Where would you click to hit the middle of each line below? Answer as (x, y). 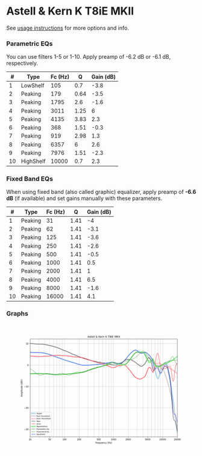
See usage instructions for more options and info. (68, 28)
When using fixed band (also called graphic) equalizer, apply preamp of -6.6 (101, 192)
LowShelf (33, 85)
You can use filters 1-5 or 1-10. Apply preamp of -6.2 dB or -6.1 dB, (89, 57)
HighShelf (33, 161)
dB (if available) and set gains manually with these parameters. (84, 199)
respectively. (22, 63)
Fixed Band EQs (30, 179)
